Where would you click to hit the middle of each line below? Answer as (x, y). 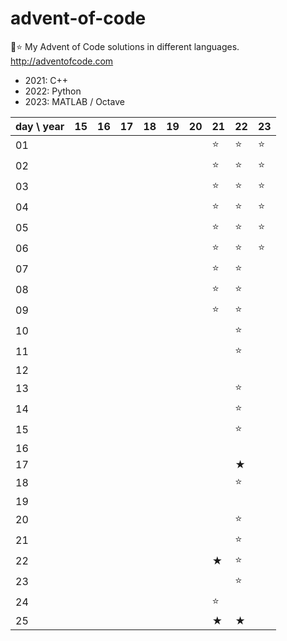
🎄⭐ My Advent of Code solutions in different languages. (125, 46)
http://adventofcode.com (62, 61)
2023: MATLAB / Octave (74, 101)
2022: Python (53, 91)
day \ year (40, 126)
